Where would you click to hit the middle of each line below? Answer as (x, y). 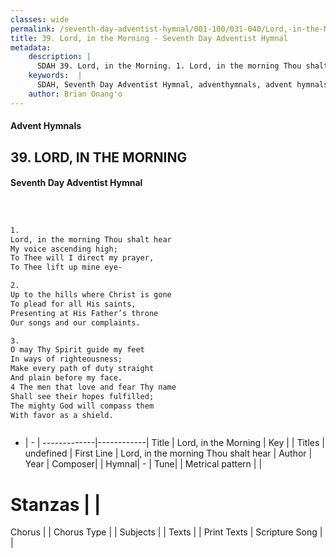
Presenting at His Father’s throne (84, 313)
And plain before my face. (66, 378)
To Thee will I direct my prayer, (82, 258)
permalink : (33, 29)
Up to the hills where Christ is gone (91, 295)
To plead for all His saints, (73, 304)
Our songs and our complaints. (75, 322)
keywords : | (55, 76)
